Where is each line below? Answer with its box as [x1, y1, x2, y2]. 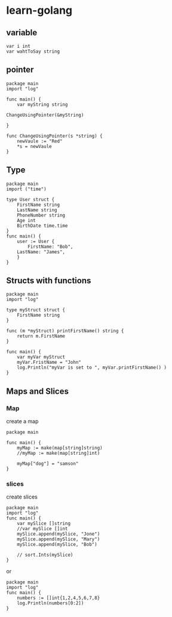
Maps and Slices [6, 386, 69, 396]
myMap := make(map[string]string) [17, 445, 103, 451]
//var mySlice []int [17, 526, 68, 532]
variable [6, 28, 38, 38]
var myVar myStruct [17, 354, 66, 360]
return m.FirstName [17, 333, 66, 339]
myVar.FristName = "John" [17, 360, 82, 366]
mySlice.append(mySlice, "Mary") [17, 536, 100, 542]
